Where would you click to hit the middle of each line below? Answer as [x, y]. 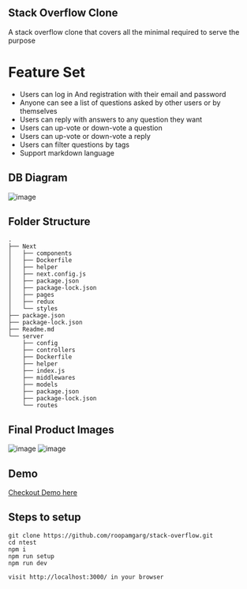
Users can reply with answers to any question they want [111, 119]
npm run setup [32, 556]
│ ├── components [40, 253]
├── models [40, 385]
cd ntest [22, 542]
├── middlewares [49, 378]
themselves [38, 111]
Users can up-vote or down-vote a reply [85, 136]
